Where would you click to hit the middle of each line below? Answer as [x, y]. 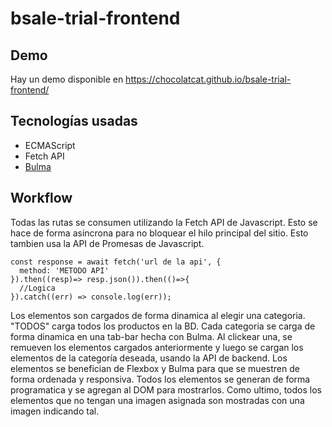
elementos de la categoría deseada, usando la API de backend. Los [149, 358]
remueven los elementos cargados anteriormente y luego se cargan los [157, 347]
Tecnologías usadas [74, 121]
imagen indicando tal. [55, 411]
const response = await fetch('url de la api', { [116, 262]
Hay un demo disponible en [67, 79]
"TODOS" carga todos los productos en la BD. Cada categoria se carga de [163, 326]
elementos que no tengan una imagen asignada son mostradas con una [157, 400]
